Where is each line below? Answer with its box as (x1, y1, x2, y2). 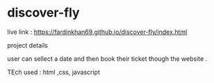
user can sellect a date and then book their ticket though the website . (7, 54, 208, 63)
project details (7, 41, 49, 49)
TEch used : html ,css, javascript (7, 68, 101, 76)
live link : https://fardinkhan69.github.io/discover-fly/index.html (7, 28, 188, 36)
